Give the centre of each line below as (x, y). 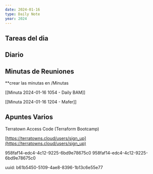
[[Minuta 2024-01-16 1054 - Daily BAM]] (45, 92)
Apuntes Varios (29, 117)
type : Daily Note (23, 14)
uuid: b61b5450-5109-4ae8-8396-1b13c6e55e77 (54, 167)
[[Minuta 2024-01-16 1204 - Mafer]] (41, 102)
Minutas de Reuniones (40, 71)
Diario (14, 55)
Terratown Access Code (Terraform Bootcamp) (52, 129)
